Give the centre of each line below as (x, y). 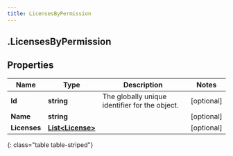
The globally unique (135, 96)
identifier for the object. (140, 105)
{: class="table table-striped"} (50, 145)
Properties (31, 66)
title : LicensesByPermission (49, 14)
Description (143, 85)
